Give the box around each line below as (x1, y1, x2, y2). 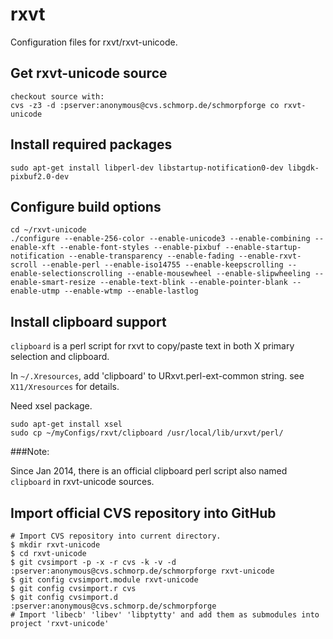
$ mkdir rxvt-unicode (10, 540, 101, 550)
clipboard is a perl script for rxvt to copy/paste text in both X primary (10, 340, 295, 352)
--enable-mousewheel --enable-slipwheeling (126, 269, 311, 279)
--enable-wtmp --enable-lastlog (63, 286, 199, 297)
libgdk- (287, 163, 320, 173)
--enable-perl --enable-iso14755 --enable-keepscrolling (41, 260, 284, 270)
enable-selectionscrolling (10, 269, 123, 279)
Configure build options (10, 198, 162, 215)
